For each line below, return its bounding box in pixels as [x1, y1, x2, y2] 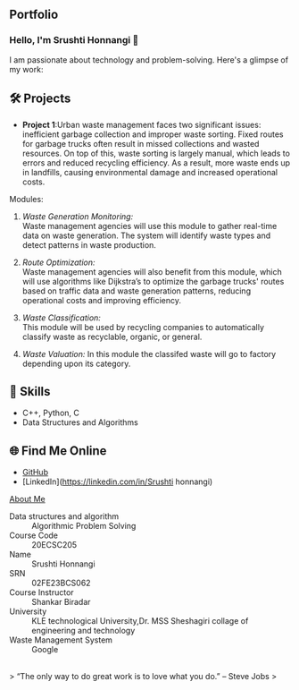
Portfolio [9, 7, 59, 22]
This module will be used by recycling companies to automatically [21, 321, 265, 332]
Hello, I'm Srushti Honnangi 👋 [9, 34, 139, 47]
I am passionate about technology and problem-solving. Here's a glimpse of [9, 54, 288, 65]
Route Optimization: [21, 257, 96, 268]
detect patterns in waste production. [21, 239, 156, 250]
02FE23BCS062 [31, 577, 91, 589]
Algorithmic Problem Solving [31, 521, 137, 532]
